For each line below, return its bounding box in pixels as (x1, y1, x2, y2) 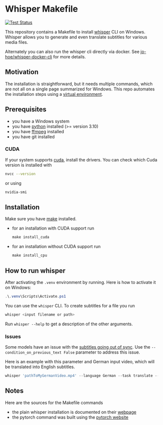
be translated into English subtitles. (5, 364, 75, 370)
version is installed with (5, 162, 52, 168)
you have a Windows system (12, 118, 69, 124)
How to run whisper (5, 266, 65, 275)
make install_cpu (12, 253, 48, 258)
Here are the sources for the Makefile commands (5, 400, 103, 406)
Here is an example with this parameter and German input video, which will (5, 359, 155, 365)
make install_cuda (12, 235, 49, 240)
